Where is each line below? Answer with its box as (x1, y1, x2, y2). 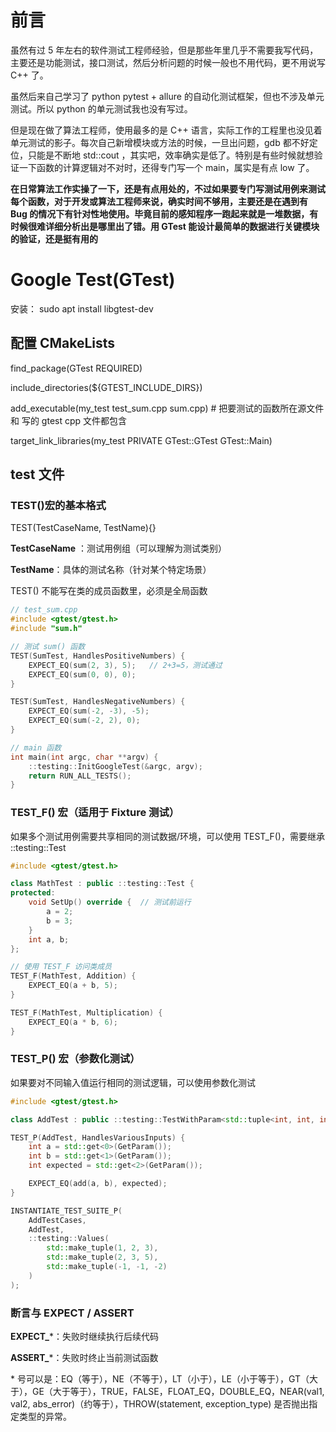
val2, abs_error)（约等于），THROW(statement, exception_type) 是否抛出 (10, 1398, 310, 1410)
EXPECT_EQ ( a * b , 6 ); (28, 1017, 118, 1027)
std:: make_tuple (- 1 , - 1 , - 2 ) (46, 1262, 168, 1272)
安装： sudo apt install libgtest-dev (10, 302, 154, 315)
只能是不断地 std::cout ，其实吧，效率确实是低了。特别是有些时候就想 (27, 149, 315, 161)
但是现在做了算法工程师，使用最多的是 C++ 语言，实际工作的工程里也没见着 (10, 124, 323, 136)
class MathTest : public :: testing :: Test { (10, 879, 195, 889)
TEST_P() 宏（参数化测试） (10, 1052, 141, 1066)
